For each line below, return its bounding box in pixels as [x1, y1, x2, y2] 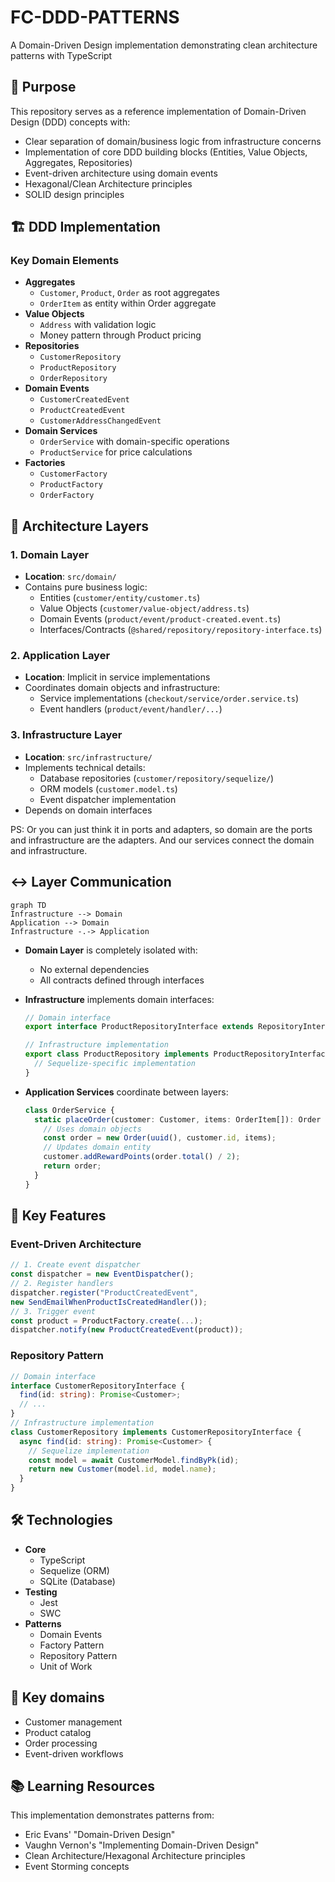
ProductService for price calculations [39, 446, 193, 458]
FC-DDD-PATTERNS [10, 6, 180, 29]
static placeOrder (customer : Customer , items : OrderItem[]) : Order [34, 1114, 322, 1125]
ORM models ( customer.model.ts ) [39, 782, 178, 795]
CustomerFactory [39, 469, 108, 480]
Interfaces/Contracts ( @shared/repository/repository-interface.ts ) [39, 624, 323, 636]
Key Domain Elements [10, 254, 120, 268]
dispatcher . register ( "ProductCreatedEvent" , [10, 1287, 199, 1298]
